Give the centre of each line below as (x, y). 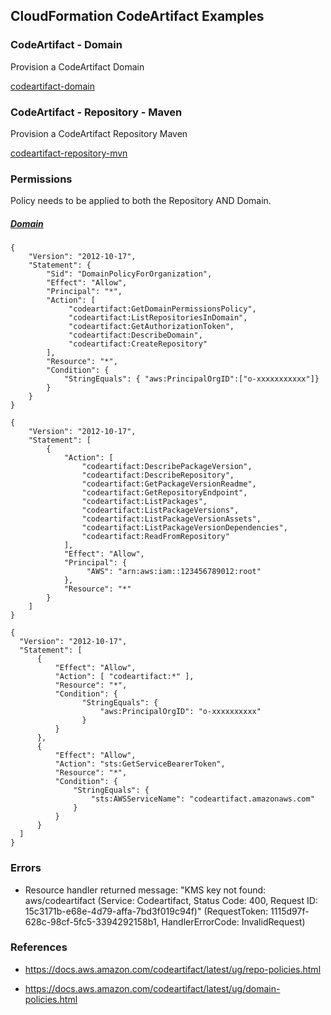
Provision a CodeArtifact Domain (77, 66)
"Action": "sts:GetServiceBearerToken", (140, 764)
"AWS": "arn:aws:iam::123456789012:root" (174, 572)
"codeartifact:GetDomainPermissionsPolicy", (162, 309)
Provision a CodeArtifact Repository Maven (99, 133)
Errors (26, 868)
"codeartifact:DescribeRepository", (158, 475)
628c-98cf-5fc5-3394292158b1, (92, 921)
